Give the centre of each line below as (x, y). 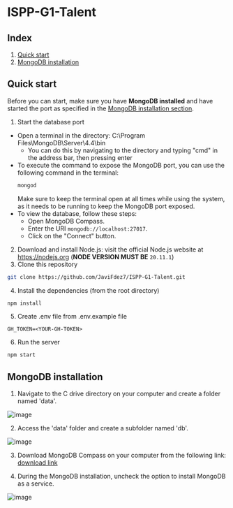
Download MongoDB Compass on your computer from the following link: (122, 456)
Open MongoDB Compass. (66, 221)
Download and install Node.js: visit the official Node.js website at (110, 249)
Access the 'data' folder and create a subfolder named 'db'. (103, 428)
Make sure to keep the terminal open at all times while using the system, (121, 198)
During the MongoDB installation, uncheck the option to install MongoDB (121, 477)
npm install (24, 303)
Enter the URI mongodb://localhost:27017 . (88, 228)
